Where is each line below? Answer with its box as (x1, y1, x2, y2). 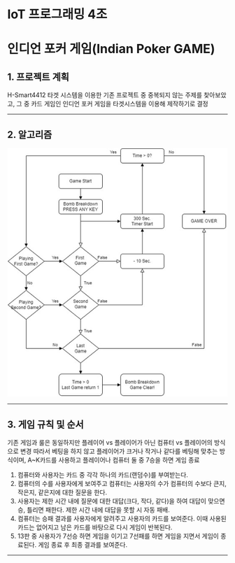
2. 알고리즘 (7, 129, 52, 141)
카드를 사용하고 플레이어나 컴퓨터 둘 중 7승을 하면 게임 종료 (39, 456, 200, 464)
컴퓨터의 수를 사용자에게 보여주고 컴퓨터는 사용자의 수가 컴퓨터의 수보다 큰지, (17, 480, 227, 488)
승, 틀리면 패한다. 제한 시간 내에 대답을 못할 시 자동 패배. (17, 506, 170, 514)
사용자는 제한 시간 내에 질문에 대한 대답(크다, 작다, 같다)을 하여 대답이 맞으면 (17, 497, 225, 506)
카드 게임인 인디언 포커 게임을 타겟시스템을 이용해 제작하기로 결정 (31, 99, 208, 108)
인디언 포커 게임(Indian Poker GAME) (7, 41, 215, 57)
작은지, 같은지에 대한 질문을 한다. (17, 488, 107, 497)
